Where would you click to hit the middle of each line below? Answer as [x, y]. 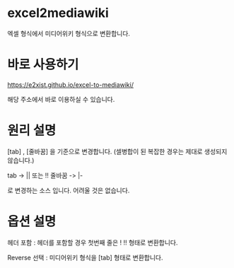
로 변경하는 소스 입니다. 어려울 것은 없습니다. [69, 190]
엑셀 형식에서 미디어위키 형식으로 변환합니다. [69, 33]
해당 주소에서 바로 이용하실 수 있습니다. [61, 99]
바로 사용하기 [43, 65]
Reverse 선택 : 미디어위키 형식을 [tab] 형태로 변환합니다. [86, 257]
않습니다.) [21, 160]
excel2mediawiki [58, 13]
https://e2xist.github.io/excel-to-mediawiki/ [71, 85]
